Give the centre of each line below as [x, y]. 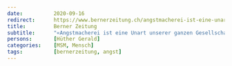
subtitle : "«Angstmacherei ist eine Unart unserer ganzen [100, 33]
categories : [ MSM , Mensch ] [51, 45]
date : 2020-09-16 [46, 13]
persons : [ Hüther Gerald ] [54, 39]
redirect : [21, 20]
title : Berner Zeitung [52, 26]
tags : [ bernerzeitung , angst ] [65, 52]
